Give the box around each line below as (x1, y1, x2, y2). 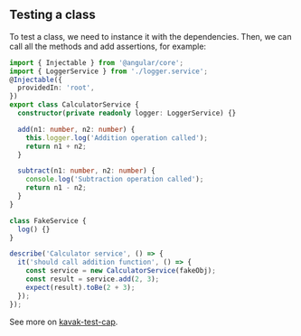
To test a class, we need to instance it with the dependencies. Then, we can (9, 31, 292, 42)
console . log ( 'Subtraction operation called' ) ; (25, 175, 204, 184)
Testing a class (9, 7, 97, 23)
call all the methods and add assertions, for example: (9, 41, 206, 51)
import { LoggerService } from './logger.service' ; (9, 67, 208, 76)
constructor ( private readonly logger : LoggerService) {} (17, 108, 237, 118)
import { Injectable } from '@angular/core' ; (9, 58, 183, 67)
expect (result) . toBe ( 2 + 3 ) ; (25, 283, 136, 292)
